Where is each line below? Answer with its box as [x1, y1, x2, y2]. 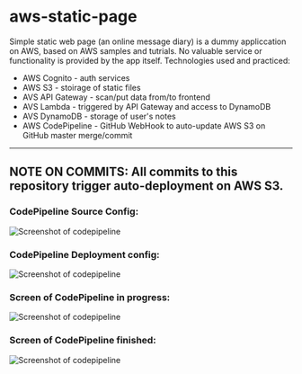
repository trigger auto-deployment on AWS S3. [9, 178, 284, 194]
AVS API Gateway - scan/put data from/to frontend [22, 92, 211, 102]
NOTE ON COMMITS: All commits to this [9, 165, 238, 180]
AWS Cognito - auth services [22, 72, 130, 83]
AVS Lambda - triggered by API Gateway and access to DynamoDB [22, 101, 271, 111]
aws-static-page [9, 6, 138, 27]
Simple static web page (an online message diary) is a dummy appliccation [9, 36, 287, 47]
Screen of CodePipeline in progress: [9, 290, 171, 303]
